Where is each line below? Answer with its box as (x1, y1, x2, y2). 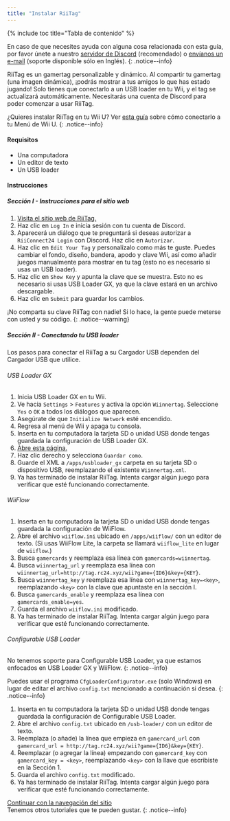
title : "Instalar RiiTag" (7, 10, 81, 17)
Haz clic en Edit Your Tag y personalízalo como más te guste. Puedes (16, 243, 216, 251)
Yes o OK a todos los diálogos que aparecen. (16, 407, 141, 416)
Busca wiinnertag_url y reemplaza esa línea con (16, 561, 156, 569)
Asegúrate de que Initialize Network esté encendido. (16, 414, 172, 423)
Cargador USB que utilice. (7, 355, 81, 364)
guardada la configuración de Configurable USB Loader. (16, 712, 176, 720)
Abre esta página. (16, 444, 67, 452)
